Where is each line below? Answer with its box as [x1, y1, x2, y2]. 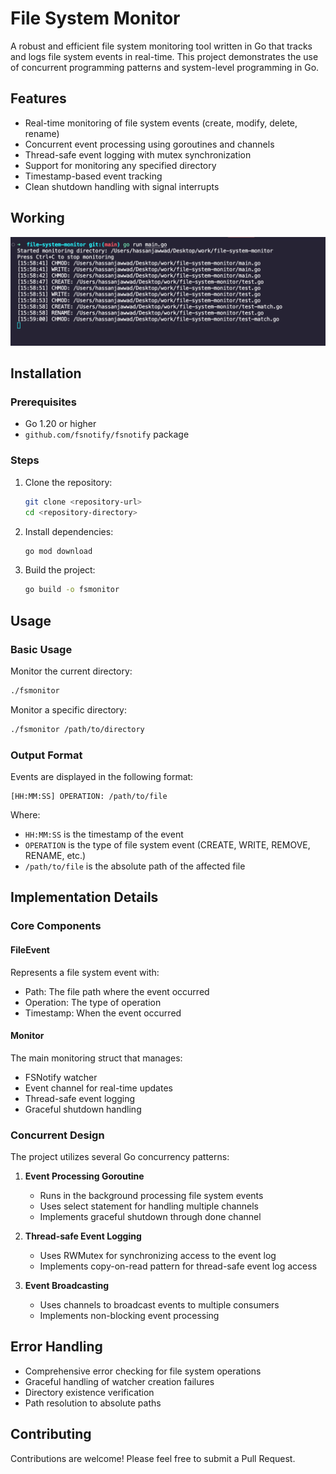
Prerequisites [10, 395, 77, 409]
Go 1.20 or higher [24, 418, 97, 430]
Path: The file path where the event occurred [24, 985, 210, 997]
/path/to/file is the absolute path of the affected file [24, 860, 246, 872]
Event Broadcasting [24, 1280, 110, 1292]
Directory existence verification [24, 1386, 155, 1398]
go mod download [24, 546, 93, 556]
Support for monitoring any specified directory [24, 159, 217, 171]
